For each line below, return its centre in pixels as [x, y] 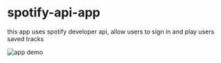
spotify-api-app [54, 13]
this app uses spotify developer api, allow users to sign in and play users [111, 32]
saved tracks [26, 38]
